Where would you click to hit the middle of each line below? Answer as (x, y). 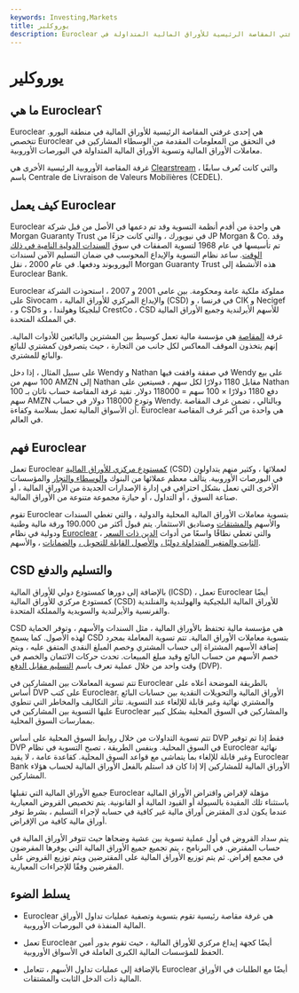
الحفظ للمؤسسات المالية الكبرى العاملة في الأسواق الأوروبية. (123, 951)
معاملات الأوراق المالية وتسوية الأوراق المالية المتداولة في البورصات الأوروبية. (136, 151)
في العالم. (27, 420)
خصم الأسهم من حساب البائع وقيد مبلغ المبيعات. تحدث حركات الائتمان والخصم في (144, 656)
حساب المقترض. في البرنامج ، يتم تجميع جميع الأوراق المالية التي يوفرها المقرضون (145, 847)
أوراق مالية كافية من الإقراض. (59, 821)
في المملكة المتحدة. (43, 319)
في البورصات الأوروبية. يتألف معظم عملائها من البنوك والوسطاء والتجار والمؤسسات (146, 478)
